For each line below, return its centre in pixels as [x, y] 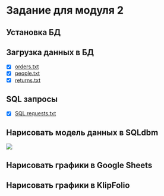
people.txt [27, 73]
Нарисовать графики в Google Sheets [79, 165]
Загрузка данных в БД [50, 52]
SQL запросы [32, 99]
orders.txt [27, 67]
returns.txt [28, 80]
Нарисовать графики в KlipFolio [68, 186]
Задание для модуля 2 [65, 10]
